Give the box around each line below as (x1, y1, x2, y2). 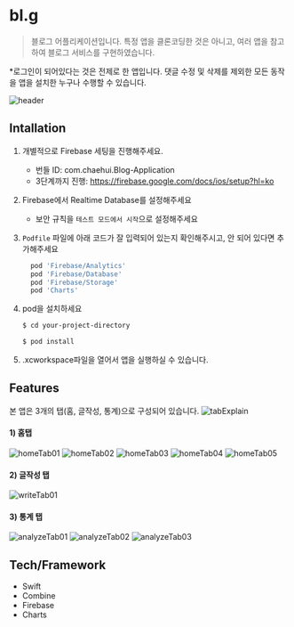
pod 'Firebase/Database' (30, 269, 123, 279)
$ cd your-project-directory (21, 322, 131, 330)
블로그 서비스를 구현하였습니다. (47, 46, 155, 58)
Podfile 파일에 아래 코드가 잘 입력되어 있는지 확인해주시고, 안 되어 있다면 (21, 232, 275, 243)
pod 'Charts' (30, 286, 79, 295)
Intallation (9, 121, 67, 136)
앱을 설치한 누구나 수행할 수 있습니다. (18, 77, 147, 87)
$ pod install (21, 338, 75, 346)
